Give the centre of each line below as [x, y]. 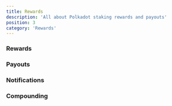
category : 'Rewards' [32, 28]
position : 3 [21, 22]
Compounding [27, 96]
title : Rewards [25, 11]
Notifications [25, 80]
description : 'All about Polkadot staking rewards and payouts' [87, 17]
